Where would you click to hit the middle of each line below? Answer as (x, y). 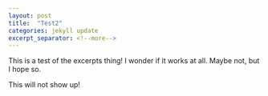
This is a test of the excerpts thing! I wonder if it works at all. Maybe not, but (134, 61)
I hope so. (25, 70)
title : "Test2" (35, 23)
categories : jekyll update (53, 30)
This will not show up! (44, 85)
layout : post (30, 16)
